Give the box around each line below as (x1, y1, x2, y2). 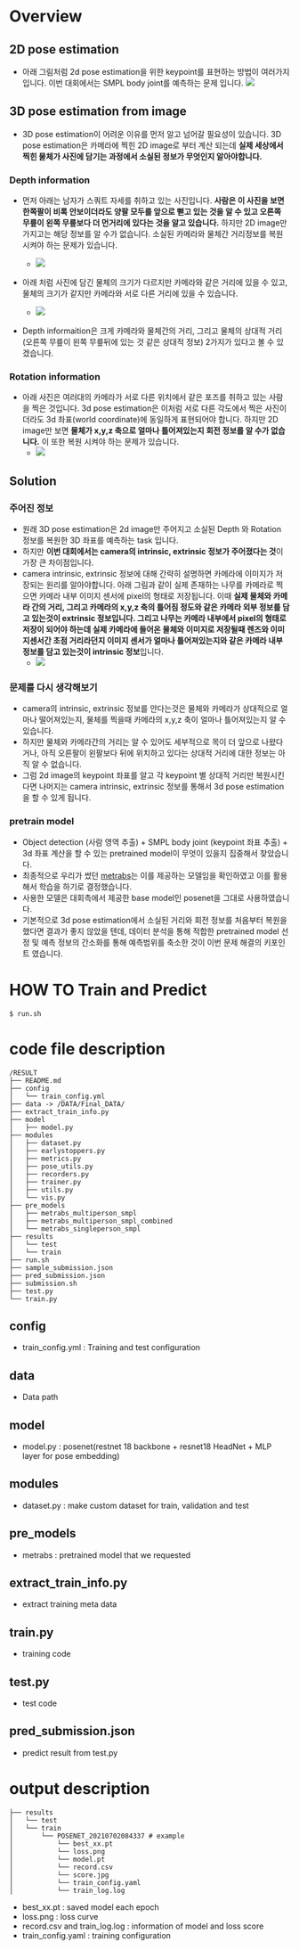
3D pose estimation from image (9, 104, 187, 119)
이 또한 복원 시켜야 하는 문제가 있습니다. (41, 437, 180, 447)
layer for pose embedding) (21, 1451, 120, 1461)
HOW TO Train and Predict (9, 979, 207, 1000)
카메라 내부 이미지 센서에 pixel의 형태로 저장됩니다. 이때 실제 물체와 (38, 591, 271, 602)
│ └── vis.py (9, 1192, 66, 1202)
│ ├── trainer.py (9, 1177, 82, 1186)
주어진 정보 (9, 502, 54, 514)
